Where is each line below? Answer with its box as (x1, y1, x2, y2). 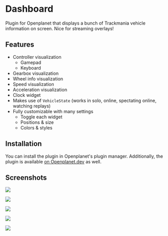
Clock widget (12, 92, 41, 98)
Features (5, 40, 34, 49)
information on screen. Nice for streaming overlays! (5, 25, 114, 31)
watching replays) (12, 103, 51, 109)
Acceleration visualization (12, 87, 68, 93)
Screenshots (5, 173, 47, 182)
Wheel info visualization (12, 75, 64, 82)
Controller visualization (12, 54, 61, 60)
